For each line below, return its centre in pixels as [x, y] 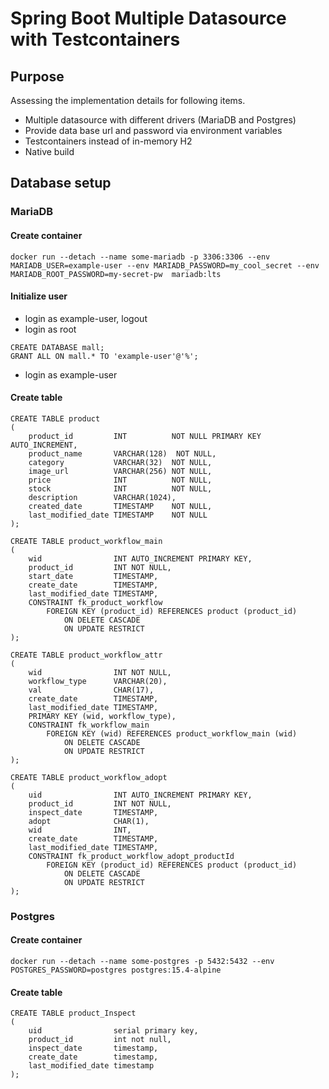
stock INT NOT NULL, [120, 488]
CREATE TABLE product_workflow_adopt [89, 777]
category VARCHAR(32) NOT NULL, [120, 462]
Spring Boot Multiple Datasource [148, 18]
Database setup [61, 183]
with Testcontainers [95, 39]
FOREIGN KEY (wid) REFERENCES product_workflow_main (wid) [172, 733]
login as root [50, 329]
